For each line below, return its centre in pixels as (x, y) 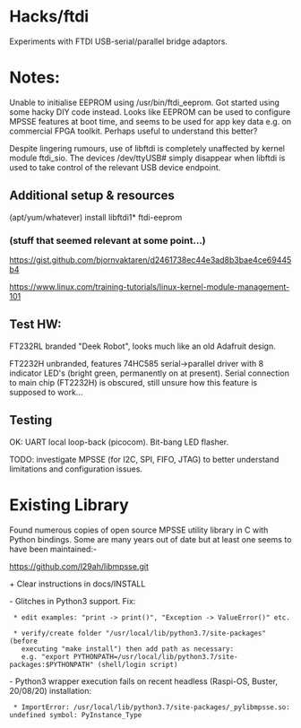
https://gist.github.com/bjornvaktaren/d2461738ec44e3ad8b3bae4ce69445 (150, 260)
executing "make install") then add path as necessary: (128, 649)
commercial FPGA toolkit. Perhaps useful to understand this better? (133, 131)
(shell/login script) (138, 664)
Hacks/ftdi (49, 17)
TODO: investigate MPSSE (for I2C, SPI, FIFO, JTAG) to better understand (144, 459)
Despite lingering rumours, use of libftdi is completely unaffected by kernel (147, 148)
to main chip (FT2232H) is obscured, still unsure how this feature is (133, 382)
